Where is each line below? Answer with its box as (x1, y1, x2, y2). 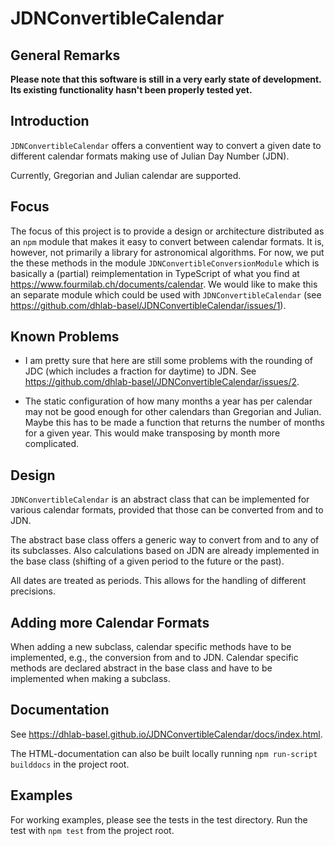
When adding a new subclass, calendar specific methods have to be (10, 641, 292, 653)
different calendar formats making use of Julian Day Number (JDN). (10, 150, 290, 162)
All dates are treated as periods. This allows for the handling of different (10, 575, 307, 587)
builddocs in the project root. (10, 758, 130, 770)
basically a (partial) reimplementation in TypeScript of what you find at (10, 267, 300, 279)
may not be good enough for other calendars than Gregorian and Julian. (24, 406, 322, 418)
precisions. (10, 585, 57, 597)
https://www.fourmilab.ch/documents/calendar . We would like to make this (10, 278, 318, 290)
